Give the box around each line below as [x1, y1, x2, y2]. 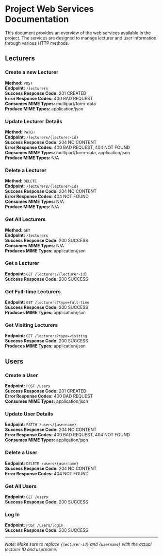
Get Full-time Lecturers [5, 288, 61, 295]
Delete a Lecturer [5, 167, 47, 174]
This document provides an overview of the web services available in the [5, 30, 151, 36]
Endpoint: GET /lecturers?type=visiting [5, 333, 87, 339]
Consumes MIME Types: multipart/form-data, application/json [5, 149, 130, 155]
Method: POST [5, 80, 33, 86]
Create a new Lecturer [5, 69, 59, 76]
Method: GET [5, 227, 31, 233]
